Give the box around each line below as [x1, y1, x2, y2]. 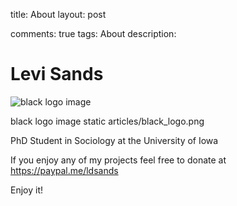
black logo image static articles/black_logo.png [10, 115, 205, 127]
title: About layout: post [10, 9, 107, 20]
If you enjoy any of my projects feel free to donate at [10, 154, 227, 166]
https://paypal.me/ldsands [10, 164, 119, 176]
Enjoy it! [10, 184, 44, 196]
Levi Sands [10, 63, 104, 86]
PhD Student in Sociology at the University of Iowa [10, 134, 219, 146]
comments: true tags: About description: [10, 28, 177, 39]
